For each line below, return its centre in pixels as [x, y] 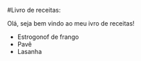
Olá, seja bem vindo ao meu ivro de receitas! [71, 23]
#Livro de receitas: [34, 10]
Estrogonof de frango [48, 37]
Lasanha [30, 52]
